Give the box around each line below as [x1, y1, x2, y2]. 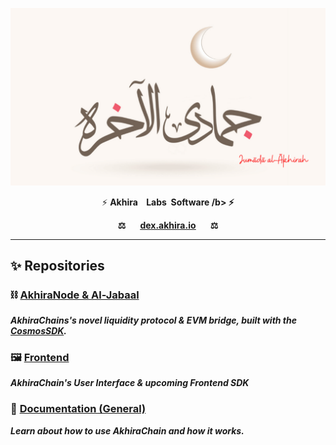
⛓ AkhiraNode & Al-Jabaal [10, 288, 140, 302]
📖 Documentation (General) [10, 402, 147, 416]
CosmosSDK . [10, 325, 68, 337]
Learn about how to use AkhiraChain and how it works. [10, 424, 245, 437]
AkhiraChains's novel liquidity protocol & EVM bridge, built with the [10, 314, 297, 327]
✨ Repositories [10, 257, 105, 274]
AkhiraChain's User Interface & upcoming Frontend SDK [10, 377, 250, 389]
